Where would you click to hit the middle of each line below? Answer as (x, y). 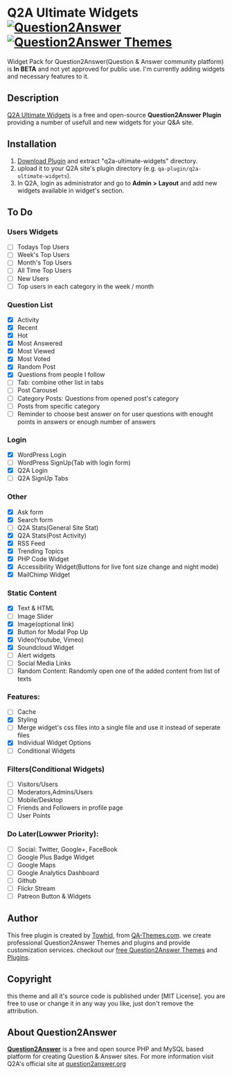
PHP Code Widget (43, 559)
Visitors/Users (37, 784)
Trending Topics (40, 551)
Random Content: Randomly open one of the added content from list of (118, 671)
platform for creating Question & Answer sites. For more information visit (110, 1056)
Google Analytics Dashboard (58, 872)
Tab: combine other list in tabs (60, 383)
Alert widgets (36, 655)
